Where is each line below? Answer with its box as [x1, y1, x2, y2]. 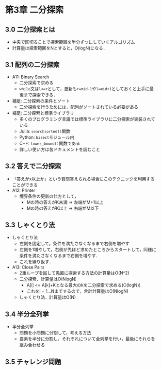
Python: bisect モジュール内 [19, 134, 75, 140]
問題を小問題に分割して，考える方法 [19, 330, 91, 336]
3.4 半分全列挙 [5, 310, 49, 318]
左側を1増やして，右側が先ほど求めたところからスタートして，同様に [19, 247, 157, 252]
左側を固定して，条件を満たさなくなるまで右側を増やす [19, 241, 130, 247]
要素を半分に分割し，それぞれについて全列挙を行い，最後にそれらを [19, 336, 155, 342]
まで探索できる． [23, 92, 58, 98]
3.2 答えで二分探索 [5, 162, 62, 170]
